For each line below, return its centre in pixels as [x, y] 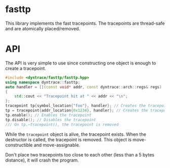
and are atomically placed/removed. [43, 28]
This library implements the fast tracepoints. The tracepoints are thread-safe [85, 23]
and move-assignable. [57, 145]
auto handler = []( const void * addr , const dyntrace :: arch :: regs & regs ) [83, 87]
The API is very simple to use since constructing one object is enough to [81, 63]
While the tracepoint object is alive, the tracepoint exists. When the [76, 134]
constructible [19, 145]
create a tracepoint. [26, 68]
